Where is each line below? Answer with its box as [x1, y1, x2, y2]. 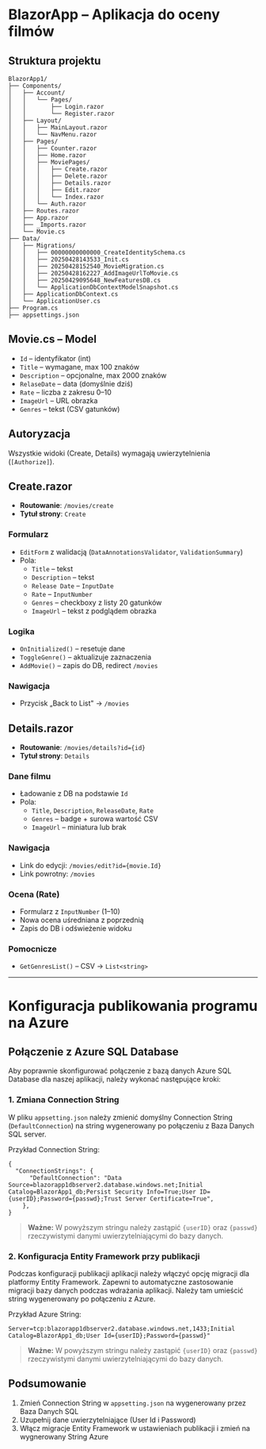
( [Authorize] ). [8, 456, 55, 466]
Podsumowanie [8, 1377, 87, 1390]
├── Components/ [8, 82, 62, 90]
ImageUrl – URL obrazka [19, 395, 98, 405]
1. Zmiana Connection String [8, 1094, 120, 1105]
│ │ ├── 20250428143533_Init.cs [8, 256, 129, 263]
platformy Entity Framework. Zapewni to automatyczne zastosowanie [8, 1277, 234, 1286]
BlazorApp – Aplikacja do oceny [8, 6, 220, 24]
